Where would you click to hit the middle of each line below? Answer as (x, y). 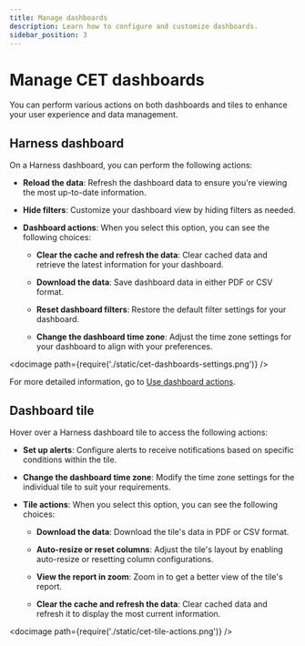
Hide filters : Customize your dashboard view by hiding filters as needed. (159, 210)
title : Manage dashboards (58, 18)
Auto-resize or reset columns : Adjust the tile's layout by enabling (160, 549)
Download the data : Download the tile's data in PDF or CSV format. (163, 531)
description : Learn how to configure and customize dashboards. (134, 26)
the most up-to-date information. (84, 193)
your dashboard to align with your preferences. (124, 347)
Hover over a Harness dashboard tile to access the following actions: (139, 432)
